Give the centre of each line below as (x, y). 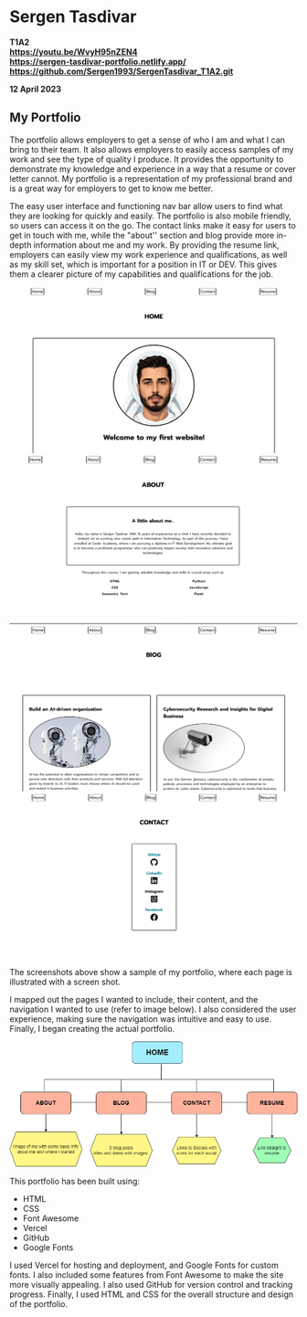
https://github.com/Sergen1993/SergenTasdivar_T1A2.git (122, 71)
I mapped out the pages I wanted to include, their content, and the (134, 999)
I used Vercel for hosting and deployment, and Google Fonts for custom (144, 1265)
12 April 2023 (36, 89)
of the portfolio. (39, 1304)
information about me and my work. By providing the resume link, (157, 245)
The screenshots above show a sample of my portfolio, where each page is (151, 972)
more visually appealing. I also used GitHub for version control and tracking (151, 1285)
